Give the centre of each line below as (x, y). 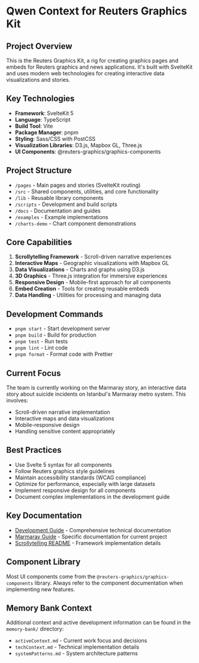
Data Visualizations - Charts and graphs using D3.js (80, 270)
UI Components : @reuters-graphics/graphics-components (88, 151)
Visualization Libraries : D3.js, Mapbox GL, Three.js (79, 145)
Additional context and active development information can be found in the (99, 623)
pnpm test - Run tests (41, 341)
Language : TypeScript (43, 119)
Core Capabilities (39, 242)
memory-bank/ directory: (35, 629)
